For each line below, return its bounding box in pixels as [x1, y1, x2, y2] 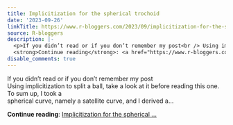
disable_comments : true [7, 56, 76, 62]
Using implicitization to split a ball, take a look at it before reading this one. [7, 81, 220, 90]
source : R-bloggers [7, 29, 64, 37]
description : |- [7, 36, 54, 43]
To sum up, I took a [7, 89, 62, 97]
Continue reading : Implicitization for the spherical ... [7, 110, 157, 118]
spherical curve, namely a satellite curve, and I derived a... [7, 97, 174, 105]
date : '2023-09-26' [7, 17, 64, 24]
